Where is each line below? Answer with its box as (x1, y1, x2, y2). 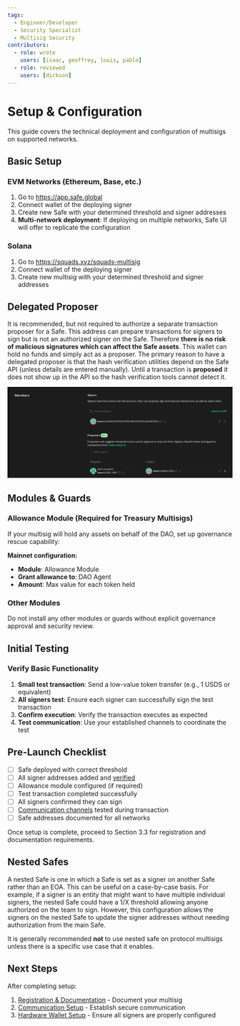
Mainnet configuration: (7, 550, 78, 560)
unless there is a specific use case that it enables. (7, 942, 154, 950)
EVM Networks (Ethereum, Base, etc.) (7, 176, 141, 186)
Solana (7, 241, 32, 251)
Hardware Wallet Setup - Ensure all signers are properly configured (17, 1010, 216, 1019)
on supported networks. (7, 134, 79, 143)
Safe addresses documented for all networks (17, 813, 151, 822)
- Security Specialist (14, 26, 81, 34)
